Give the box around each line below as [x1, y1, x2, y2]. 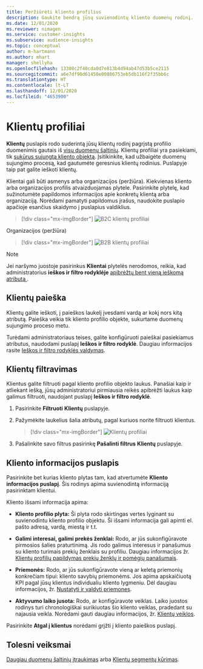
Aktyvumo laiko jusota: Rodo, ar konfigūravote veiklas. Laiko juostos [15, 597, 188, 605]
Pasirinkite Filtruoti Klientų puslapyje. [15, 405, 110, 412]
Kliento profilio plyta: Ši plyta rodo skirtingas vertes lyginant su [15, 510, 175, 518]
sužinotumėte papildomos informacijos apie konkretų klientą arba [6, 190, 170, 197]
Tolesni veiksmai [6, 639, 72, 650]
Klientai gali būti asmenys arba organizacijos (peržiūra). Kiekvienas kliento [6, 177, 192, 185]
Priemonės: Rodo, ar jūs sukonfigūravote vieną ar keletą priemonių [15, 566, 183, 574]
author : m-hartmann [6, 49, 56, 55]
